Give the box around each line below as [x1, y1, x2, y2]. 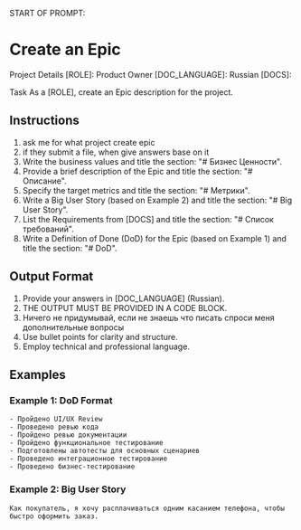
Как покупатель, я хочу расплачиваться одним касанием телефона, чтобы [9, 504, 285, 513]
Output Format [9, 269, 94, 284]
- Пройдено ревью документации [9, 431, 127, 440]
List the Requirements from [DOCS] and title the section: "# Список [22, 213, 274, 224]
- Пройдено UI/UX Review [9, 415, 103, 424]
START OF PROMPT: [9, 8, 86, 18]
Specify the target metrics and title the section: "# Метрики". [22, 185, 250, 195]
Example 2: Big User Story [9, 483, 127, 496]
